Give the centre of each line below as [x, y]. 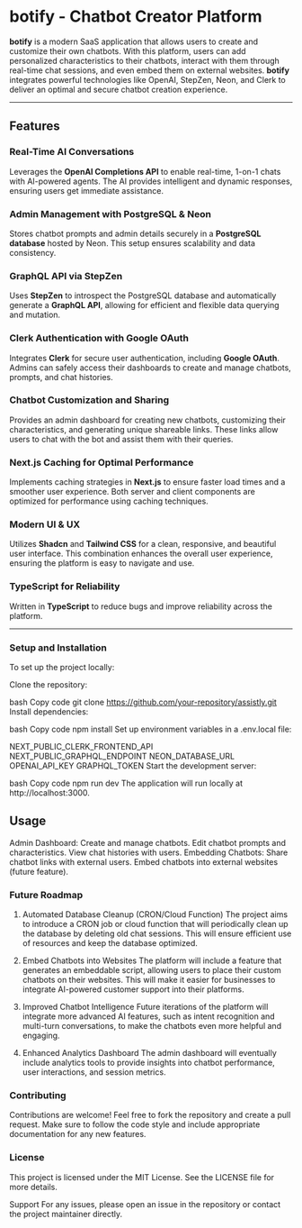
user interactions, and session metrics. [94, 1072]
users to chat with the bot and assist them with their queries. [121, 439]
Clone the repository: [49, 685]
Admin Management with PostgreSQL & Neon [110, 214]
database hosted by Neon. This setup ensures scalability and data [133, 243]
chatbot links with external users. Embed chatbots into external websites [144, 861]
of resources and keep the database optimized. [110, 943]
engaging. [41, 1036]
